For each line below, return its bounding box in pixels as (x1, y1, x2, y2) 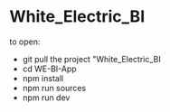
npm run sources (22, 82, 87, 93)
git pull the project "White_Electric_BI (22, 53, 161, 64)
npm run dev (22, 92, 71, 103)
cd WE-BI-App (22, 63, 77, 74)
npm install (22, 72, 64, 83)
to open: (9, 36, 41, 47)
